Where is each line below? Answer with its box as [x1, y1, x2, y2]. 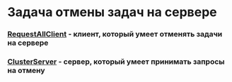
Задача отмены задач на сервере [7, 4, 217, 20]
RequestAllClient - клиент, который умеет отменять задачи [7, 29, 223, 39]
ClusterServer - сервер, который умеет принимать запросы [7, 57, 225, 67]
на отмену [7, 66, 45, 76]
